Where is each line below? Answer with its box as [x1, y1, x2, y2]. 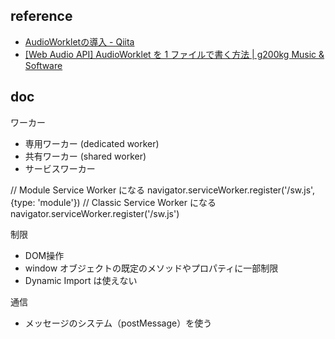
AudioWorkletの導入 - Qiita [24, 35, 135, 48]
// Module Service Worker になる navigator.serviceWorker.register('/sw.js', [10, 184, 316, 196]
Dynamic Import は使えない [24, 274, 138, 286]
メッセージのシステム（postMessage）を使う [24, 317, 213, 329]
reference [10, 8, 73, 25]
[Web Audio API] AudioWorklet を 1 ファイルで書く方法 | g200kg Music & [24, 48, 325, 60]
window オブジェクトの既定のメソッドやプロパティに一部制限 [24, 262, 279, 274]
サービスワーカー [24, 162, 96, 174]
